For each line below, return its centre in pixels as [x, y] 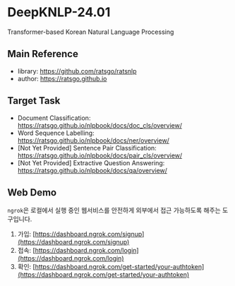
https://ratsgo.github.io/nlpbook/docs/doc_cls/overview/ [100, 125]
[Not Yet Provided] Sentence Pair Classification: [87, 148]
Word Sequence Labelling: [56, 133]
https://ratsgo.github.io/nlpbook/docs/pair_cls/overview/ [100, 155]
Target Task [34, 101]
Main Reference [43, 54]
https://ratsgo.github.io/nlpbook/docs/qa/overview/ [92, 170]
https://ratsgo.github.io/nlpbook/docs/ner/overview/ [93, 140]
